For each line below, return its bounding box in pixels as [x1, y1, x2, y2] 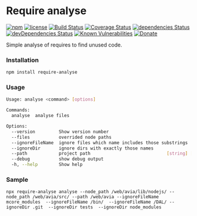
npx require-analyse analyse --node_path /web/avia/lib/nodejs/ [6, 189, 167, 195]
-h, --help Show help [11, 162, 83, 168]
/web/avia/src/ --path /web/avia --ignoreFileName [32, 194, 159, 200]
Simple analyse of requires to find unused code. [6, 41, 122, 48]
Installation [6, 56, 39, 64]
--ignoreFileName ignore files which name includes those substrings [11, 139, 188, 145]
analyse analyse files [11, 113, 69, 119]
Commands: [6, 107, 31, 113]
